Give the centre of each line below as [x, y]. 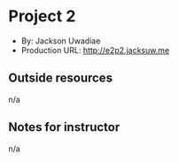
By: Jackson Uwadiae [61, 41]
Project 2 [42, 16]
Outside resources [60, 78]
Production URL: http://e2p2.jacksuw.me [95, 50]
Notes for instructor [64, 127]
